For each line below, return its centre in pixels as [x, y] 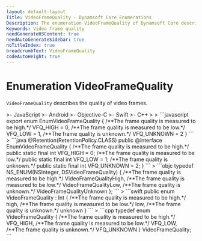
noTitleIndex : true [31, 46]
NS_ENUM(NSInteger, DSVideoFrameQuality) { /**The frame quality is [94, 172]
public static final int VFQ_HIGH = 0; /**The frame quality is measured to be [101, 153]
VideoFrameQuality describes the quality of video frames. [77, 103]
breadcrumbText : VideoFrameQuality [51, 51]
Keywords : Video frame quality [45, 29]
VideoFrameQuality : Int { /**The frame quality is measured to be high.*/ [96, 197]
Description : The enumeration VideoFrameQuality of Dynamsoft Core [93, 23]
